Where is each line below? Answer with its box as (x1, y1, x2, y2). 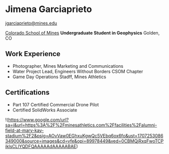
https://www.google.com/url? (8, 116, 69, 122)
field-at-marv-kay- (5, 127, 44, 133)
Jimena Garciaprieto (5, 4, 92, 15)
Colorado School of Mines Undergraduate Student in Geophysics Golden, (5, 30, 160, 36)
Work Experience (5, 50, 61, 58)
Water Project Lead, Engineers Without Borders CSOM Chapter (12, 68, 143, 74)
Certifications (5, 88, 50, 97)
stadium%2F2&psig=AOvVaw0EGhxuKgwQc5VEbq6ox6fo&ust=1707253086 (5, 132, 163, 138)
